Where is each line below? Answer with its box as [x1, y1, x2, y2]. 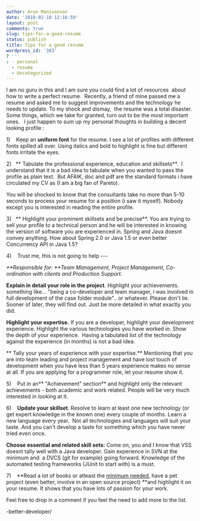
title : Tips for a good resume [6, 42, 84, 48]
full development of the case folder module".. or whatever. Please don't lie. [6, 294, 189, 302]
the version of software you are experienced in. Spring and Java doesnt [6, 228, 182, 235]
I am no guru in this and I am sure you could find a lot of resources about [6, 86, 186, 93]
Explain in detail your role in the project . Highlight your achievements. [6, 282, 179, 289]
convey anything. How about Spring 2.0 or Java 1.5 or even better [6, 234, 167, 242]
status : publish [6, 36, 46, 42]
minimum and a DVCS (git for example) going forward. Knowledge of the [6, 454, 186, 461]
